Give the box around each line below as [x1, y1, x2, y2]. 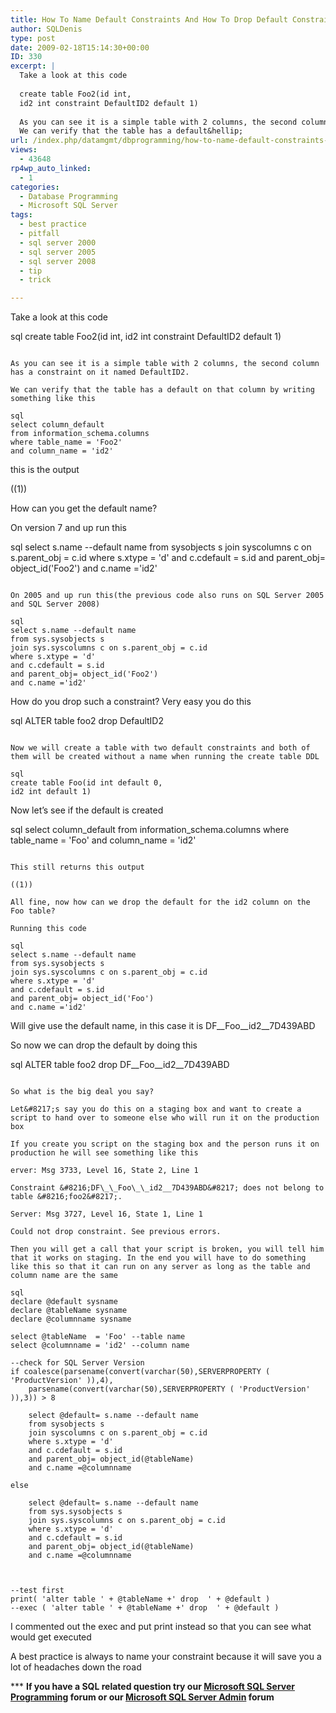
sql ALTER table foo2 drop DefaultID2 [10, 715, 164, 727]
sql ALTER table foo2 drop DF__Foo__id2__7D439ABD [10, 1059, 230, 1071]
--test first [10, 1586, 65, 1596]
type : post [10, 33, 56, 43]
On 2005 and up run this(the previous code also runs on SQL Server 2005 [10, 591, 325, 601]
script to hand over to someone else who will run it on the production [10, 1113, 320, 1123]
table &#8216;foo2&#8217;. [10, 1192, 123, 1202]
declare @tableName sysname [10, 1306, 128, 1316]
